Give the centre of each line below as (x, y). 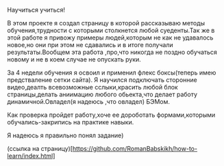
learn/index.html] (31, 156)
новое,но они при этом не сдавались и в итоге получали (90, 45)
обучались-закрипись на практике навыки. (71, 122)
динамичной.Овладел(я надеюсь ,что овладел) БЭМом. (88, 101)
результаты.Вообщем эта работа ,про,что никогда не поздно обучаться (112, 52)
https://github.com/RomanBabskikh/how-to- (135, 149)
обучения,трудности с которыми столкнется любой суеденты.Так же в (111, 30)
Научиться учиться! (36, 10)
